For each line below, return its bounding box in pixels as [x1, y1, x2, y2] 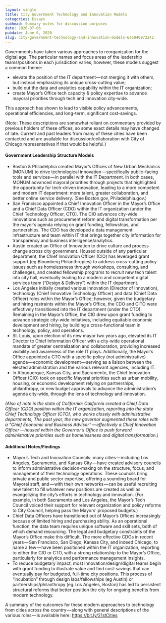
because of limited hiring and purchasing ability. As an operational [12, 518, 148, 524]
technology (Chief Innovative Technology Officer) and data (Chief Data [12, 291, 157, 297]
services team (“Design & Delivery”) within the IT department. [12, 280, 139, 286]
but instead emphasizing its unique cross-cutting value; [12, 79, 126, 85]
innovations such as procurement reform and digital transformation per [12, 216, 158, 222]
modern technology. [12, 592, 54, 598]
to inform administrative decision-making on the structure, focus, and [12, 465, 155, 471]
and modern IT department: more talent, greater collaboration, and [12, 190, 149, 196]
